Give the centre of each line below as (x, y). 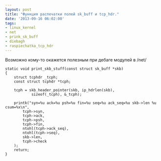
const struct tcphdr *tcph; (42, 81)
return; (22, 150)
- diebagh (15, 41)
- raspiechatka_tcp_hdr (29, 46)
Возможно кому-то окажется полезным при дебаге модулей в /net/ (76, 60)
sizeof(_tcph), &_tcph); (57, 94)
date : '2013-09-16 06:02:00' (35, 19)
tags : (11, 23)
